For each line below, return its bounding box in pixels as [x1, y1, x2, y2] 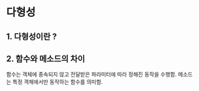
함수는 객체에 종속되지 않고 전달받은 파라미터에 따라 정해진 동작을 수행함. [6, 71, 177, 78]
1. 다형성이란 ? [6, 31, 57, 42]
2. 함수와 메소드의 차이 [6, 54, 86, 64]
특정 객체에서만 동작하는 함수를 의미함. [12, 78, 103, 86]
